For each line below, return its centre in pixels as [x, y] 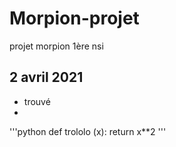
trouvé [37, 101]
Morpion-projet [74, 18]
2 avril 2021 [46, 77]
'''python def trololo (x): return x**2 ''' [88, 131]
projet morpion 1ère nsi [56, 46]
